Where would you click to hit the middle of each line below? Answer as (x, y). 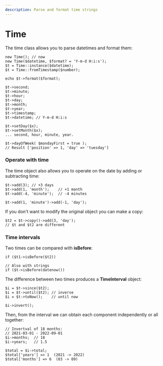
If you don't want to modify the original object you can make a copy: (74, 211)
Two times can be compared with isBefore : (49, 248)
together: (14, 320)
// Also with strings (27, 266)
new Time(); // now (25, 57)
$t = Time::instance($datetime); (39, 65)
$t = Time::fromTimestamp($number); (43, 70)
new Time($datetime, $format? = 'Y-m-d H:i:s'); (56, 61)
